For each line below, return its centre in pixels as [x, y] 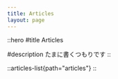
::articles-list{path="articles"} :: [52, 68]
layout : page [26, 20]
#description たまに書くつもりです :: [59, 54]
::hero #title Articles [35, 39]
